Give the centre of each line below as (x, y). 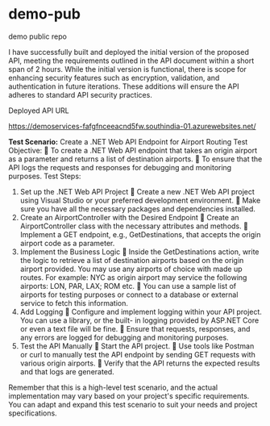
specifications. (33, 413)
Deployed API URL (39, 111)
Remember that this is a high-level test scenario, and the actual (113, 387)
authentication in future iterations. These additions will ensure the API (124, 86)
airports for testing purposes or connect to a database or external (129, 294)
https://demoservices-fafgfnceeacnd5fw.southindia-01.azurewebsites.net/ (132, 126)
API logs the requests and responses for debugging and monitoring (120, 167)
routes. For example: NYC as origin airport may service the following (133, 277)
